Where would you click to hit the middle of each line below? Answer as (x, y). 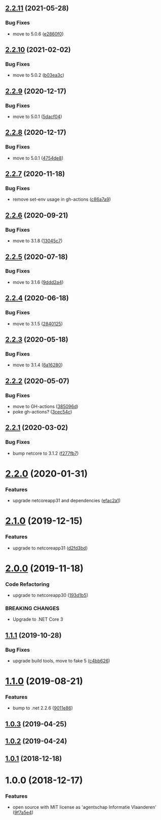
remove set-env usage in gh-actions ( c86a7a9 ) (62, 199)
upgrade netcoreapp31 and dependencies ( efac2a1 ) (66, 501)
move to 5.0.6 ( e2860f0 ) (38, 34)
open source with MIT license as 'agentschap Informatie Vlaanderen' (85, 807)
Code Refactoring (27, 584)
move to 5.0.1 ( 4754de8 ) (38, 158)
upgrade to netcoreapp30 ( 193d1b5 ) (50, 595)
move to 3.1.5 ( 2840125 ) (38, 323)
